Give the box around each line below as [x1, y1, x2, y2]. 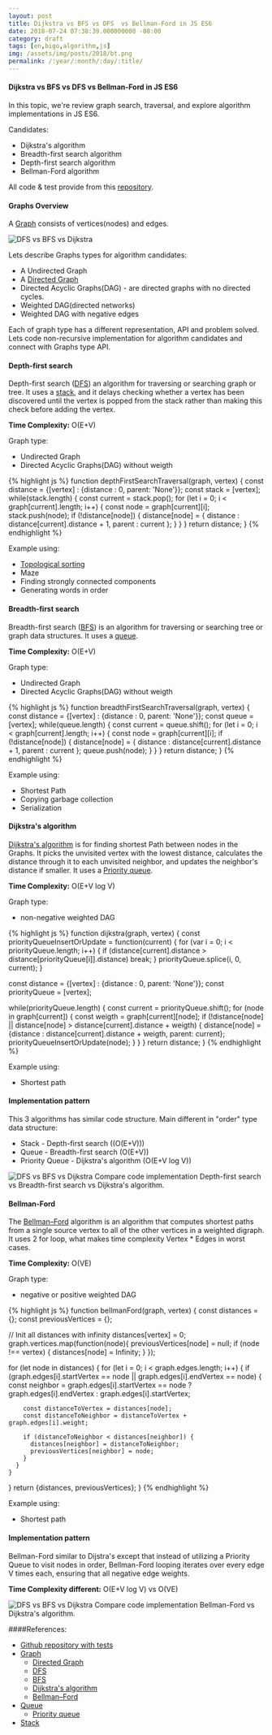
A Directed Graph [19, 275, 79, 284]
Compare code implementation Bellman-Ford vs [94, 1599, 255, 1609]
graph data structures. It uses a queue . [8, 630, 139, 640]
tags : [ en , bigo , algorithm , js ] [8, 42, 111, 50]
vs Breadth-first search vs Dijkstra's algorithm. [8, 1180, 165, 1190]
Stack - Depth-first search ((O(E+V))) [19, 1139, 145, 1149]
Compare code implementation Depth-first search [94, 1171, 261, 1182]
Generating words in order [19, 586, 109, 595]
